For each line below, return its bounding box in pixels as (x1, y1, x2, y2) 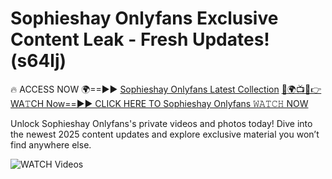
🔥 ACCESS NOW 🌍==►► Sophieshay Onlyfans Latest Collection (10, 83, 280, 95)
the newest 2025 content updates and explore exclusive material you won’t (10, 128, 320, 140)
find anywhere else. (10, 138, 92, 151)
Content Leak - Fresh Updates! (10, 28, 270, 51)
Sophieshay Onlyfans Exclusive (10, 7, 279, 30)
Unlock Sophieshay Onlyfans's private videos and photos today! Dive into (10, 117, 313, 129)
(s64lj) (10, 50, 67, 72)
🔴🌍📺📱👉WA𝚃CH (281, 83, 322, 95)
